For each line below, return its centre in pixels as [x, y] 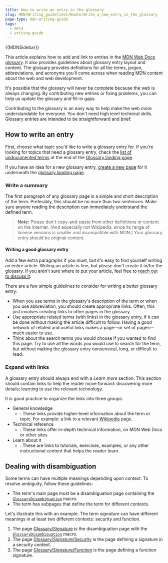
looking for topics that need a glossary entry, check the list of [68, 152]
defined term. [19, 212]
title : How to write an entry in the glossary [54, 10]
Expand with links [27, 367]
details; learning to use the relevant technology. [54, 389]
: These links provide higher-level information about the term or [85, 413]
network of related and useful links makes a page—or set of [74, 328]
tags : [11, 24]
